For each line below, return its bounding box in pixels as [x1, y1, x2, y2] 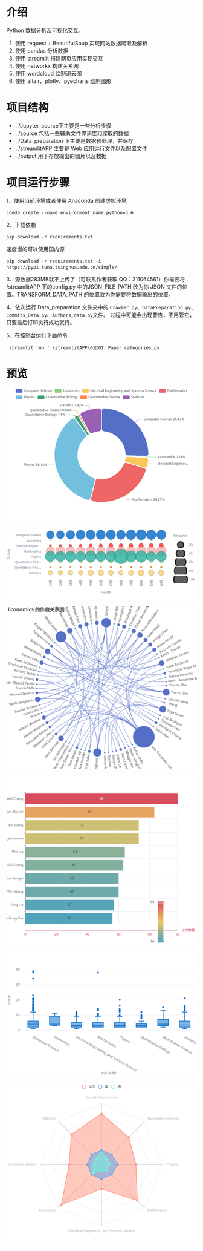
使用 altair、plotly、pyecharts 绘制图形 [14, 77, 112, 85]
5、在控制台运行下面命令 [6, 331, 68, 339]
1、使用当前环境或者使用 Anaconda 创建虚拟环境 [6, 197, 127, 204]
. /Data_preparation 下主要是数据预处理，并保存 [14, 137, 134, 144]
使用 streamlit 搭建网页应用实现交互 [14, 54, 104, 62]
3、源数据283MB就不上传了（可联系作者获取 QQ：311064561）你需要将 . [6, 275, 188, 283]
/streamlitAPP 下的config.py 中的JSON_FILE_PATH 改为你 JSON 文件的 [6, 283, 182, 291]
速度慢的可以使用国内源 [6, 245, 65, 252]
